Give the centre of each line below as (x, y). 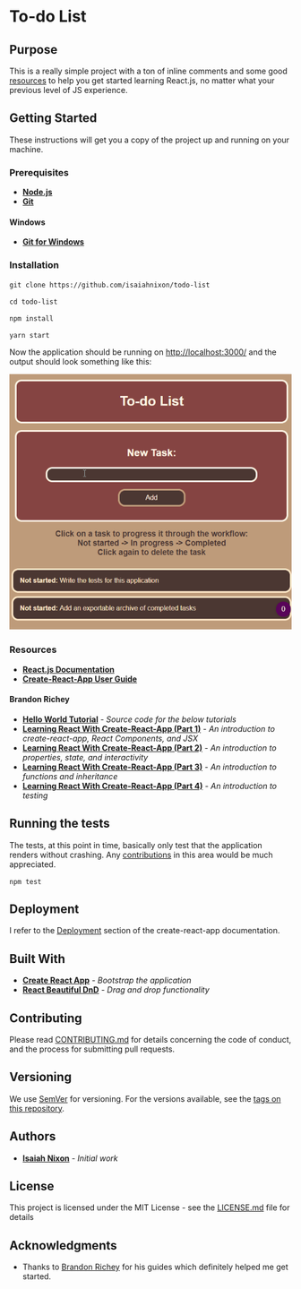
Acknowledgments (64, 1246)
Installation (34, 265)
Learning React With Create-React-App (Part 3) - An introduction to (150, 767)
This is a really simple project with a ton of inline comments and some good (149, 71)
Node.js (37, 192)
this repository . (37, 1108)
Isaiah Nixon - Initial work (70, 1158)
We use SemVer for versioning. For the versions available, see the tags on (145, 1098)
